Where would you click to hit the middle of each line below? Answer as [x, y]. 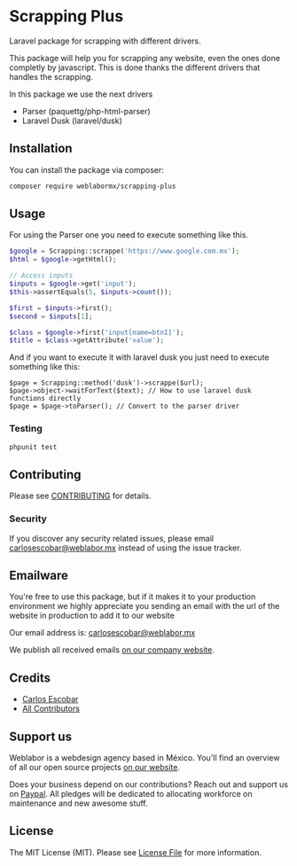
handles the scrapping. [51, 76]
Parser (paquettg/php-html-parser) [86, 111]
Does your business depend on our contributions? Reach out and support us [148, 784]
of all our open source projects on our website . [94, 768]
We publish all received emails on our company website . [112, 650]
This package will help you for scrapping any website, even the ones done [145, 58]
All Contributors [51, 709]
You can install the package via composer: [86, 169]
